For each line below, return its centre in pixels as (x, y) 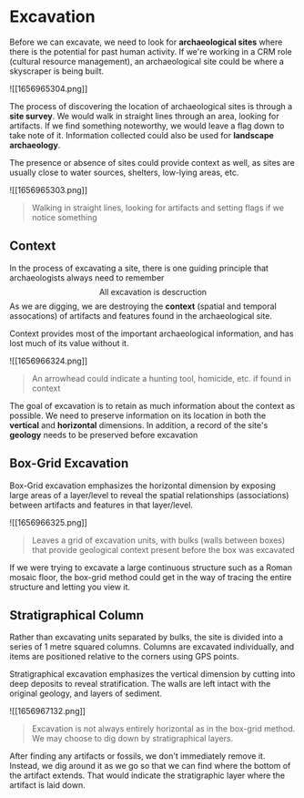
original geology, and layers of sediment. (86, 693)
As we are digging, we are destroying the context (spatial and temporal (143, 306)
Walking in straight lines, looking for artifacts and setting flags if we (158, 208)
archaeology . (35, 145)
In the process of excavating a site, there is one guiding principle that (139, 268)
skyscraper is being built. (57, 71)
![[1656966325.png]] (49, 522)
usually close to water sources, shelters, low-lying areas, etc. (124, 172)
